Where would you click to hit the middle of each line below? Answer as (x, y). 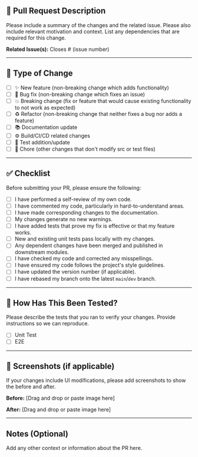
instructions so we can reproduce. (48, 323)
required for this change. (36, 38)
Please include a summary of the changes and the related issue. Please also (98, 25)
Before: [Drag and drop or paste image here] (60, 398)
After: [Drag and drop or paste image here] (58, 410)
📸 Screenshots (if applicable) (60, 366)
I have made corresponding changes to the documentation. (87, 213)
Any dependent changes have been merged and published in (89, 245)
